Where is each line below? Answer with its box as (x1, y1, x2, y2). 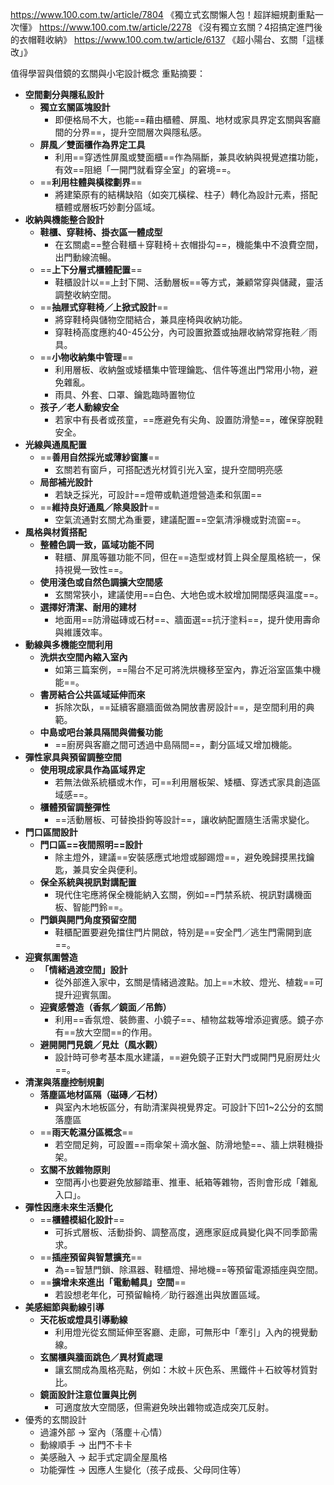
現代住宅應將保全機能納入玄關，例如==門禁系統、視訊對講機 (54, 889, 303, 900)
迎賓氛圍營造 (24, 951, 78, 963)
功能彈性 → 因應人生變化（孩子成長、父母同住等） (39, 1464, 247, 1475)
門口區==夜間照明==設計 (39, 839, 143, 850)
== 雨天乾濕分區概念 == (39, 1126, 134, 1138)
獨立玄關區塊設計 (39, 101, 111, 113)
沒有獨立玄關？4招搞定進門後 (202, 21, 323, 33)
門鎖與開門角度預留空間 (39, 914, 137, 925)
